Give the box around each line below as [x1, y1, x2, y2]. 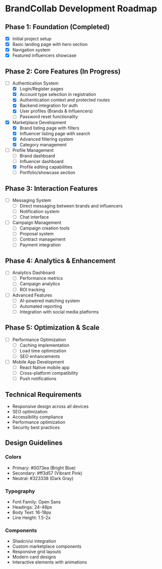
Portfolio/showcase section [19, 170, 76, 175]
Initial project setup [12, 36, 52, 42]
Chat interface [19, 214, 49, 220]
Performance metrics [19, 275, 63, 281]
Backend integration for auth [19, 102, 78, 109]
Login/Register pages [19, 86, 64, 92]
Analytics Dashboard [12, 270, 55, 276]
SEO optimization [12, 408, 48, 414]
